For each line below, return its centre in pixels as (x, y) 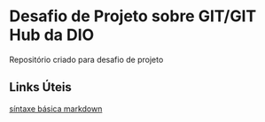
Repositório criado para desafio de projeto (86, 59)
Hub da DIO (52, 35)
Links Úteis (41, 87)
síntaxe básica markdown (56, 109)
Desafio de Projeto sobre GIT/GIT (133, 16)
